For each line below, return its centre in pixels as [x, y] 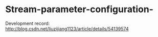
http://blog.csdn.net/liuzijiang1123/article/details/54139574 [67, 28]
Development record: [28, 23]
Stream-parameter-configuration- [79, 9]
